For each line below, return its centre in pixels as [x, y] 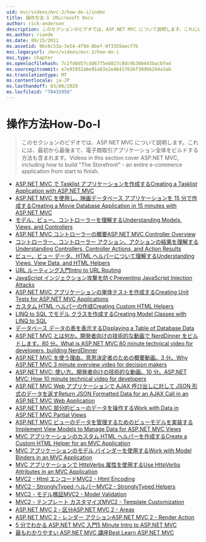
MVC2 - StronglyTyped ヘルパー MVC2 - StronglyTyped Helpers [95, 486]
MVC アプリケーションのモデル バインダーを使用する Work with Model [103, 450]
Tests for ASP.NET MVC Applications [62, 299]
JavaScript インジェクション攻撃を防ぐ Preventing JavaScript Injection [104, 277]
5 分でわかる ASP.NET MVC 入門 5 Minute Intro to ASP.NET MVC [96, 525]
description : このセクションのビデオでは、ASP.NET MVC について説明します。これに [102, 29]
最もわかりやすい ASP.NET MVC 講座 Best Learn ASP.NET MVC [94, 532]
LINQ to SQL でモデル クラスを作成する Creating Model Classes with [101, 314]
